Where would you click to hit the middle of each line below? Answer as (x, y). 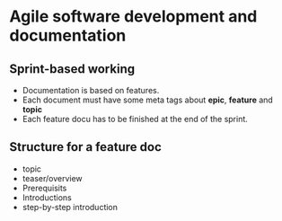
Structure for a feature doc (85, 147)
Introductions (47, 197)
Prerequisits (44, 188)
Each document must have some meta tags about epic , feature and (148, 100)
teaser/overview (52, 178)
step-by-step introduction (70, 207)
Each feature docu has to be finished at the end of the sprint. (135, 119)
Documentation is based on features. (91, 90)
